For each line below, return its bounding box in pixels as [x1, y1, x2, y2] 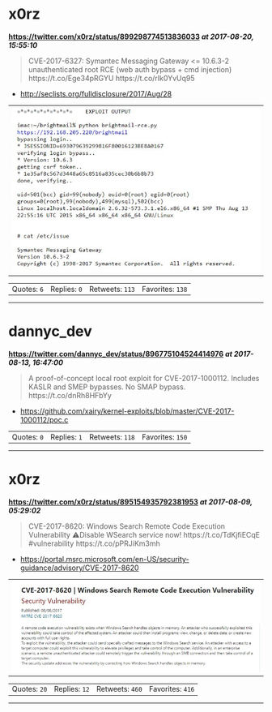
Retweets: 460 [96, 684, 143, 694]
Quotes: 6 [11, 284, 45, 294]
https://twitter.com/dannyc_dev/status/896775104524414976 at [8, 350, 233, 359]
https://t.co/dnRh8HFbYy [28, 391, 112, 401]
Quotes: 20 [11, 684, 48, 694]
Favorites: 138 [141, 284, 188, 294]
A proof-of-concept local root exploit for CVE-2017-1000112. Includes [28, 374, 260, 384]
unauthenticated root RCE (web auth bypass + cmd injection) [28, 64, 232, 74]
